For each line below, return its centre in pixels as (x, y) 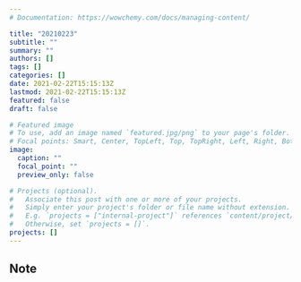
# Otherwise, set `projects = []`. (80, 225)
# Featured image (42, 125)
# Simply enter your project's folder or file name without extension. (150, 208)
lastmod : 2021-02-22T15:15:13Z (68, 92)
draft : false (34, 108)
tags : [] (26, 67)
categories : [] (38, 76)
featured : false (39, 100)
